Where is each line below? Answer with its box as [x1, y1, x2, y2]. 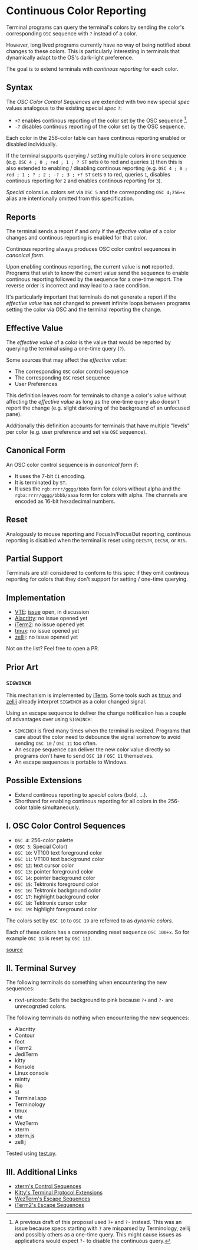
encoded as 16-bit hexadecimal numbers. [14, 498, 115, 505]
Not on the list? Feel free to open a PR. [6, 645, 100, 652]
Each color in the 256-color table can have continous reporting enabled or [6, 135, 187, 142]
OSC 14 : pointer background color [14, 874, 95, 881]
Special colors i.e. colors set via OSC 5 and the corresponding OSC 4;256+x [6, 189, 186, 196]
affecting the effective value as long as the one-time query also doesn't [6, 398, 180, 405]
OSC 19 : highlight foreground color [14, 905, 97, 912]
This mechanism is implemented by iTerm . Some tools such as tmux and [6, 692, 181, 699]
